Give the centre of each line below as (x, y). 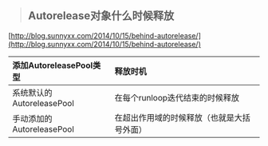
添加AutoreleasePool (53, 65)
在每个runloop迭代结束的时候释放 (177, 97)
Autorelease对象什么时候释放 (101, 16)
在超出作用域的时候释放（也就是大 (179, 117)
